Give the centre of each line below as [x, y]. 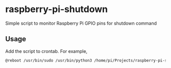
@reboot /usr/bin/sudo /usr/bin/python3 [49, 60]
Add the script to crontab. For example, [46, 51]
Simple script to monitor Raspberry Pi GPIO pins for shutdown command [81, 23]
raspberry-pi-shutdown [56, 9]
